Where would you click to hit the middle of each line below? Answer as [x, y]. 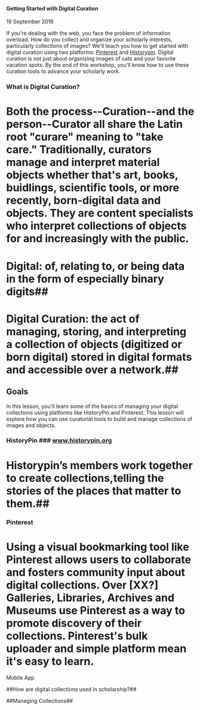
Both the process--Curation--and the [100, 112]
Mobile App [20, 678]
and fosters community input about [96, 572]
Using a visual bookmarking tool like [98, 547]
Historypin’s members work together [99, 465]
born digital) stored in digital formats [99, 357]
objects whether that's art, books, [92, 175]
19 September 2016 [30, 22]
